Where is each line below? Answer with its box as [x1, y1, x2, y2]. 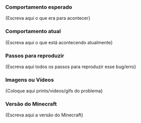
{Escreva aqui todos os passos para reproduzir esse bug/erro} [5, 64, 136, 70]
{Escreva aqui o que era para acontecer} [5, 15, 91, 21]
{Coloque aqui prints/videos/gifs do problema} [5, 88, 103, 94]
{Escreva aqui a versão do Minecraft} [5, 112, 83, 118]
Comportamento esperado [5, 4, 72, 11]
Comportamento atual [5, 28, 61, 35]
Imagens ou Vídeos [5, 76, 54, 83]
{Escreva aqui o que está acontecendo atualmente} [5, 39, 113, 45]
